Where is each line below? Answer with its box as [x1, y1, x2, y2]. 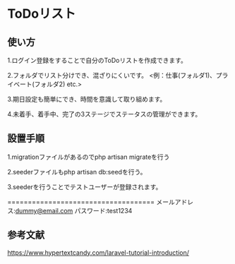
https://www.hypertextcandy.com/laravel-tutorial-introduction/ [7, 248, 189, 257]
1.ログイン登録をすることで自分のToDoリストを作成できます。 [7, 56, 187, 64]
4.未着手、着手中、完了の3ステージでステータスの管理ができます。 [7, 110, 202, 118]
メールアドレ [156, 198, 194, 206]
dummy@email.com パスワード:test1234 [15, 206, 133, 215]
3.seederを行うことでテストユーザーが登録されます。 [7, 182, 162, 191]
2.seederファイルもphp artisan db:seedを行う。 [7, 167, 147, 176]
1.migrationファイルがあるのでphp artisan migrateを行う [7, 152, 170, 161]
